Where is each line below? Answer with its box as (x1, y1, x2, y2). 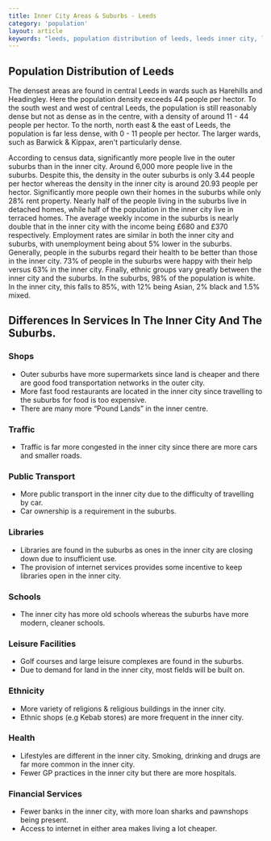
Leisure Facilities (8, 638, 77, 649)
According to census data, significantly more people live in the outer (8, 153, 236, 163)
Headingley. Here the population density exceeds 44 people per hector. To (8, 95, 256, 104)
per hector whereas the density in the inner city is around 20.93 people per (8, 179, 258, 188)
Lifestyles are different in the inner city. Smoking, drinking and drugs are (19, 750, 261, 760)
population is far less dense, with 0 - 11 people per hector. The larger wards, (8, 129, 261, 138)
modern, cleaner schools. (19, 618, 106, 628)
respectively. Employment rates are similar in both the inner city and (8, 230, 234, 240)
